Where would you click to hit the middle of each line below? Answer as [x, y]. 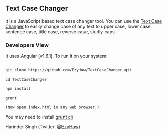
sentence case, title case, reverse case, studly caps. [61, 32]
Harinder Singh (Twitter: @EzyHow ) [43, 127]
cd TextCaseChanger [26, 79]
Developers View [27, 45]
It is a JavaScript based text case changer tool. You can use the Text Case [84, 21]
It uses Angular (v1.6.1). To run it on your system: [56, 56]
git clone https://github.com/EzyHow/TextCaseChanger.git [68, 70]
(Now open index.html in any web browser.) [53, 107]
